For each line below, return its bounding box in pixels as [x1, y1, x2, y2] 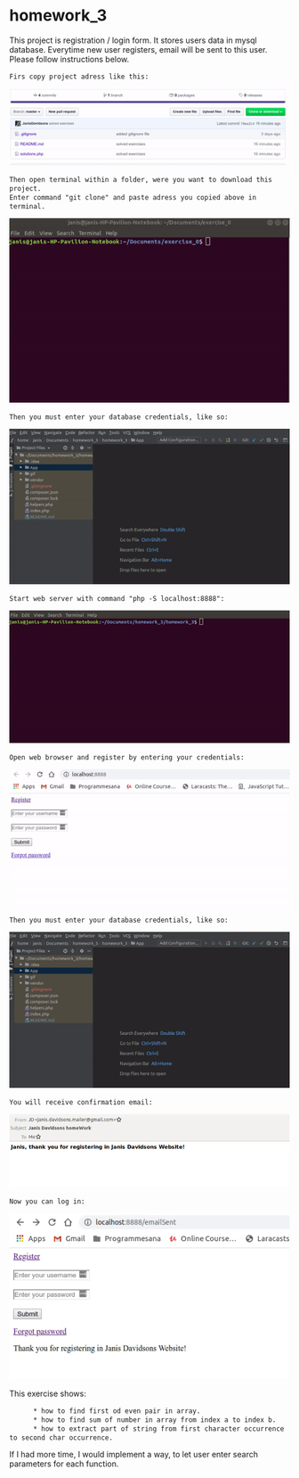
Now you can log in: [9, 1197, 86, 1206]
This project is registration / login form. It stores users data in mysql [9, 35, 257, 45]
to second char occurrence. [9, 1433, 114, 1442]
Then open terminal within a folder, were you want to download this [9, 175, 273, 184]
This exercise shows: [9, 1388, 86, 1400]
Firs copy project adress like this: [9, 72, 149, 81]
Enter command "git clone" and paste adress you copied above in [9, 193, 256, 201]
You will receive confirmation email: [9, 1098, 153, 1107]
